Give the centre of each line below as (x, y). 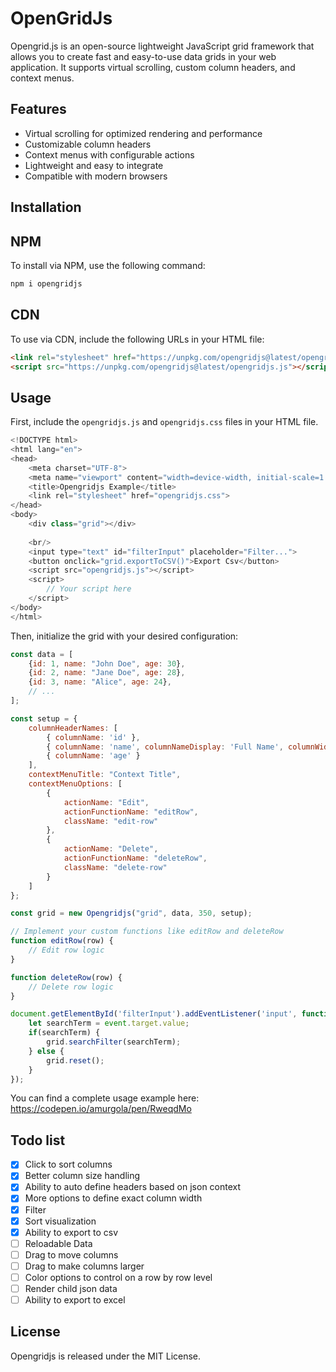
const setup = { (44, 718)
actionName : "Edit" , (106, 802)
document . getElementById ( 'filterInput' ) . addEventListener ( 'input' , (154, 1014)
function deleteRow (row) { (66, 977)
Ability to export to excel (75, 1300)
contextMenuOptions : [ (75, 784)
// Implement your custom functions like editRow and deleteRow (147, 932)
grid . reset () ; (75, 1060)
